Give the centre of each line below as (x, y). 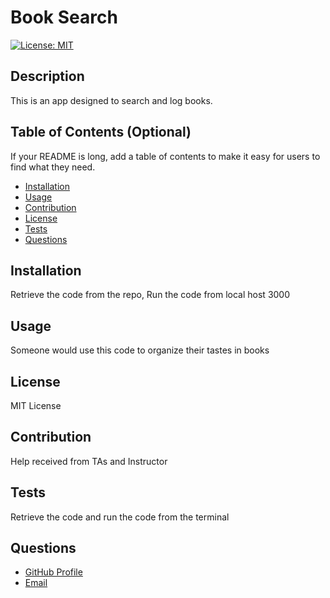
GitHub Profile (53, 572)
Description (47, 76)
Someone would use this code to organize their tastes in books (140, 350)
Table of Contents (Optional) (101, 132)
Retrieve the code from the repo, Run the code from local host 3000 (150, 295)
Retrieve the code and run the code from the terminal (120, 517)
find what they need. (53, 167)
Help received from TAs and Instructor (89, 461)
